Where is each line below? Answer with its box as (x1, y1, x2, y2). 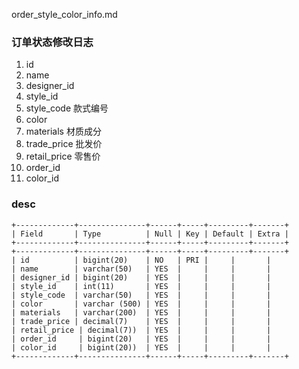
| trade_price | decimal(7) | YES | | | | (11, 316, 272, 326)
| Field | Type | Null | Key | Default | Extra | (11, 229, 289, 239)
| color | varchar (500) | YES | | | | (11, 299, 272, 309)
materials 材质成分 (25, 125, 102, 138)
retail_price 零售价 (25, 150, 101, 163)
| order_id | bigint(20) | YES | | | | (11, 334, 272, 344)
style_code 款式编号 (25, 102, 109, 114)
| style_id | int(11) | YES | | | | (11, 281, 272, 291)
